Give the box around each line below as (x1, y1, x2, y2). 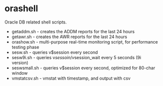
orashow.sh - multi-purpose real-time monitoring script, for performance (11, 39, 158, 44)
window (11, 70, 28, 76)
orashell (4, 3, 39, 14)
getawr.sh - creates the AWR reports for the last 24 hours (11, 34, 127, 40)
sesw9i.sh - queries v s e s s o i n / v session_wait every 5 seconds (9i (11, 54, 142, 60)
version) (11, 60, 29, 65)
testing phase (11, 44, 40, 50)
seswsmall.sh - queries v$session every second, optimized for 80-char (11, 64, 156, 71)
